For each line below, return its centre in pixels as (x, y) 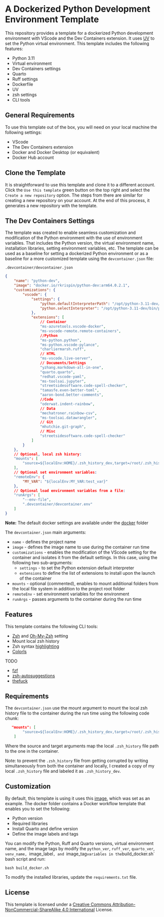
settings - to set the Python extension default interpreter (77, 568)
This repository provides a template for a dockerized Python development (79, 33)
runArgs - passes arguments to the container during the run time (77, 599)
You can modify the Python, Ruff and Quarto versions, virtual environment (79, 843)
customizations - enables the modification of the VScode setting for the (84, 552)
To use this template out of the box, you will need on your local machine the (81, 127)
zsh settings (24, 95)
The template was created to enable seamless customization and (70, 233)
